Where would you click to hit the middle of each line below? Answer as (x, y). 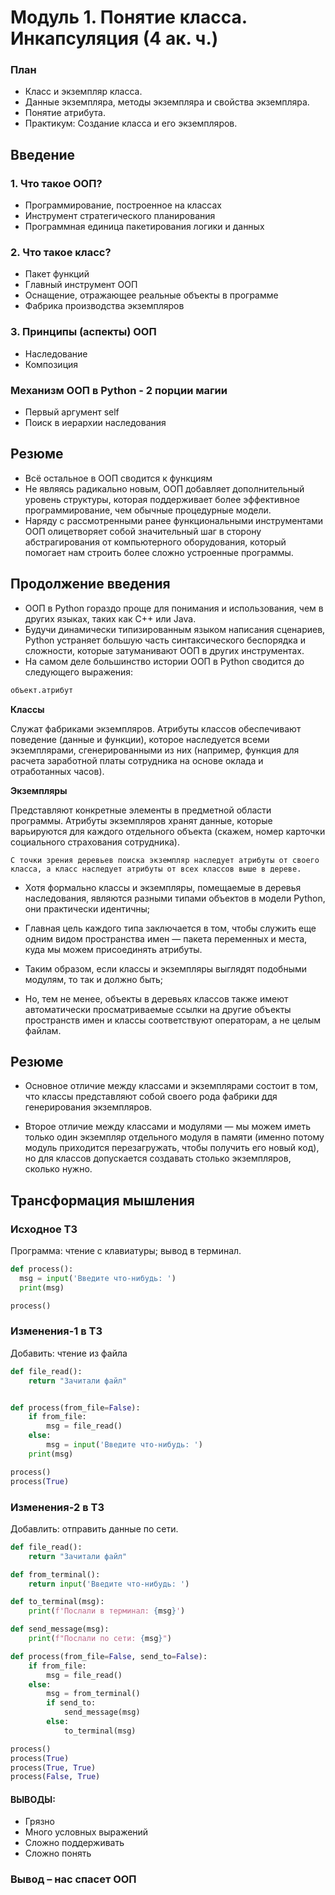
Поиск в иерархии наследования (95, 423)
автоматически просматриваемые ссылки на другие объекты (158, 1009)
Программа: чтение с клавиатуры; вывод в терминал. (126, 1251)
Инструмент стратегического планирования (120, 216)
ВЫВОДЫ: (33, 1799)
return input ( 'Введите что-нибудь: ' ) (109, 1584)
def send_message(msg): (60, 1629)
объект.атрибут (42, 690)
